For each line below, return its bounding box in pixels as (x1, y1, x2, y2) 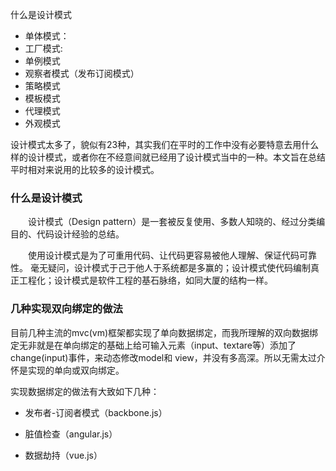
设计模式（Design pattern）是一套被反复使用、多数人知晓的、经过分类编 (27, 216, 326, 228)
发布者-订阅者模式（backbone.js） (24, 406, 168, 418)
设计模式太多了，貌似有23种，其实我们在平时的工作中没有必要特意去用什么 (10, 139, 320, 150)
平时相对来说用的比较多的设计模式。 (10, 164, 160, 175)
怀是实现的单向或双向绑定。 (10, 364, 125, 376)
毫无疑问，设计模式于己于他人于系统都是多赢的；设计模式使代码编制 (29, 262, 311, 274)
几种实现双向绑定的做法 (10, 302, 123, 316)
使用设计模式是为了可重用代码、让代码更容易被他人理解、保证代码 (27, 249, 300, 262)
